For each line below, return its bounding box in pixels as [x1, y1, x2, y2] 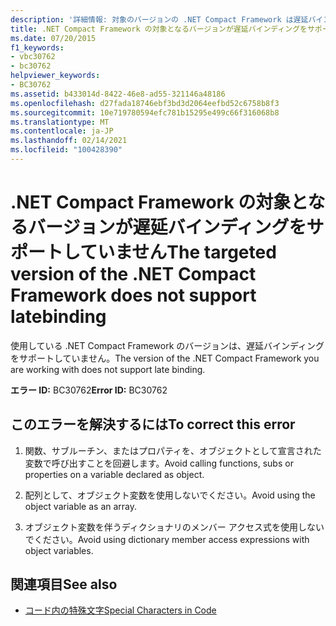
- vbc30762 [10, 52, 56, 62]
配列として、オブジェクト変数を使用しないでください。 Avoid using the [24, 489, 316, 501]
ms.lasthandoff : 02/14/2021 [10, 136, 128, 146]
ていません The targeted [79, 241, 277, 264]
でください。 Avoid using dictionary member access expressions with [24, 533, 310, 545]
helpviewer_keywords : [10, 71, 101, 81]
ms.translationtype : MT [10, 117, 110, 127]
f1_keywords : [10, 42, 65, 53]
